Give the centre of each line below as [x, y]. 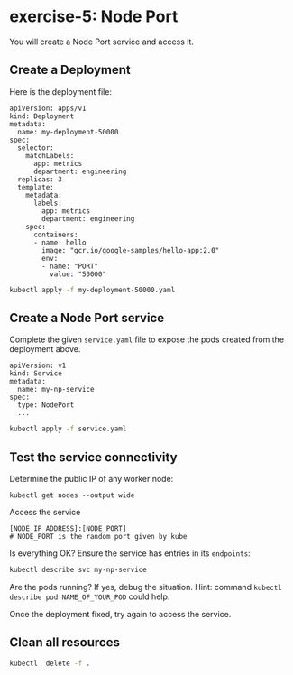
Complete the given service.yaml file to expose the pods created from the [147, 339]
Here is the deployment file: [61, 91]
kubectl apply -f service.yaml [68, 429]
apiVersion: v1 [38, 366]
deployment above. [45, 349]
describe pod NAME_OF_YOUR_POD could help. [90, 596]
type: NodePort [46, 405]
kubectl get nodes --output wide [72, 495]
